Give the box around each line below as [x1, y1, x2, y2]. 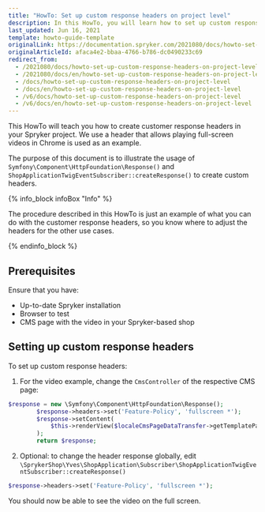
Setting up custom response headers [8, 341, 195, 354]
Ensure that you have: [8, 285, 79, 295]
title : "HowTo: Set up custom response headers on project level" [8, 11, 231, 20]
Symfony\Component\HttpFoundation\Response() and [8, 162, 175, 171]
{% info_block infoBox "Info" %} [8, 194, 113, 204]
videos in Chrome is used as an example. [8, 138, 142, 148]
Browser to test [19, 309, 69, 318]
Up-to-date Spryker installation [19, 300, 121, 310]
